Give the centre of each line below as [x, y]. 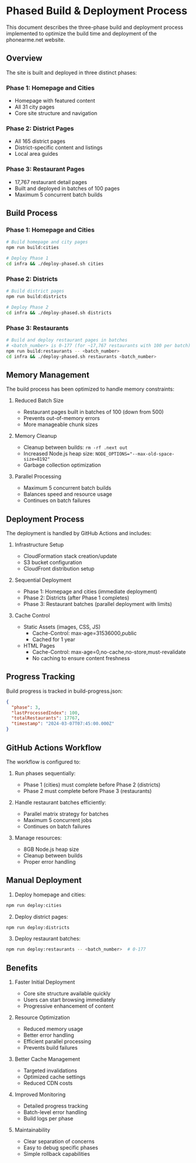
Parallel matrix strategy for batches [66, 814]
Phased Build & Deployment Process [97, 11]
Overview [24, 58]
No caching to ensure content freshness [81, 659]
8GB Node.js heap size [51, 849]
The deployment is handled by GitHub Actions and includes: [79, 533]
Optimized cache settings [54, 1077]
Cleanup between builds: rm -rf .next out [75, 447]
